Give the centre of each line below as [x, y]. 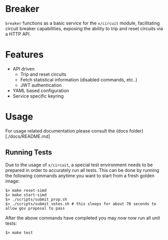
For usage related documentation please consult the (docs [67, 130]
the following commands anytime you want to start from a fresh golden [80, 176]
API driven [23, 69]
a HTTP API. [18, 34]
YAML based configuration [41, 91]
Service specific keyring [38, 96]
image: [13, 181]
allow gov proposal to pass [35, 208]
